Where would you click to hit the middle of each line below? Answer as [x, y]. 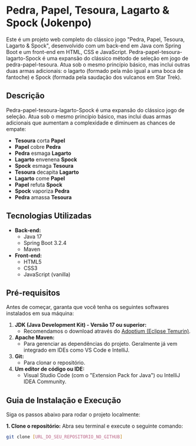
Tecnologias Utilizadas [49, 216]
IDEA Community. [45, 382]
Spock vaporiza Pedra [42, 191]
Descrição [25, 96]
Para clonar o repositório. [54, 363]
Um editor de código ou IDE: [50, 369]
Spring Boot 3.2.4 [45, 243]
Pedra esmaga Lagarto [43, 153]
